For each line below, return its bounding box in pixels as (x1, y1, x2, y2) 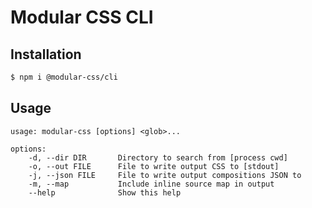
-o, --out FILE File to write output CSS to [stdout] (28, 161, 280, 171)
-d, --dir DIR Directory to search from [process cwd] (28, 152, 288, 163)
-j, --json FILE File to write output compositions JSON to (28, 170, 302, 180)
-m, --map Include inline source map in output (28, 179, 275, 189)
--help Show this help (28, 187, 182, 198)
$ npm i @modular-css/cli (10, 72, 118, 82)
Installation (10, 46, 82, 63)
